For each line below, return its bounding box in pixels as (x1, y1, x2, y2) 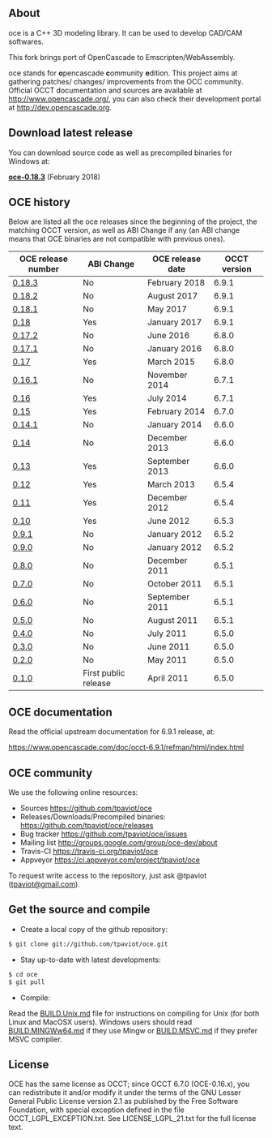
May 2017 (147, 303, 188, 315)
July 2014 (147, 393, 188, 404)
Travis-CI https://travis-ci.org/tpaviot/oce (19, 847, 159, 857)
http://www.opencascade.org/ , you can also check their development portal (8, 93, 261, 104)
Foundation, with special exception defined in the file (8, 1105, 185, 1114)
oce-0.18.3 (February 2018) (8, 172, 101, 182)
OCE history (8, 195, 70, 209)
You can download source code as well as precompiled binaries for (8, 148, 232, 157)
